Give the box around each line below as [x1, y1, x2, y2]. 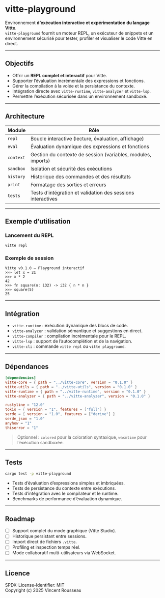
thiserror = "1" [5, 425, 38, 430]
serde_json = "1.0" [5, 416, 45, 421]
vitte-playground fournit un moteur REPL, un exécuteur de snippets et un [5, 30, 154, 36]
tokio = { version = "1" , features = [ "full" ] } [5, 407, 107, 412]
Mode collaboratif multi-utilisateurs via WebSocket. [12, 550, 116, 556]
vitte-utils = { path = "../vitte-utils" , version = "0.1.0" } [5, 384, 137, 389]
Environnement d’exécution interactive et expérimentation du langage [5, 20, 150, 26]
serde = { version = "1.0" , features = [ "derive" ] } [5, 412, 115, 417]
